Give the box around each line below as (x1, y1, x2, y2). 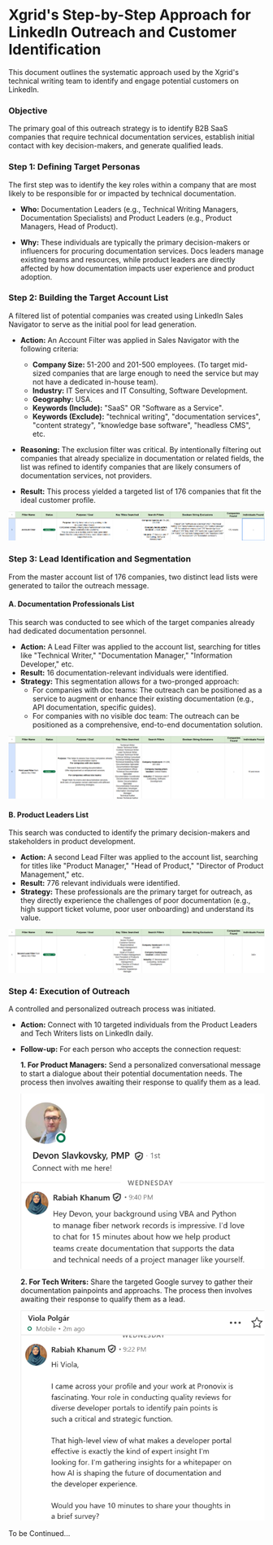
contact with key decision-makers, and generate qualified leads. (8, 141, 223, 151)
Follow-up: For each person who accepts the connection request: (19, 1045, 241, 1054)
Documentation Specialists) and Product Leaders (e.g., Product (19, 213, 232, 222)
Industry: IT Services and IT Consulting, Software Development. (32, 385, 248, 395)
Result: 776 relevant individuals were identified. (19, 878, 180, 888)
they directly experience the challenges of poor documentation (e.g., (19, 896, 251, 905)
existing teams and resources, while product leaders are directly (19, 254, 236, 264)
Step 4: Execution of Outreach (8, 985, 130, 997)
